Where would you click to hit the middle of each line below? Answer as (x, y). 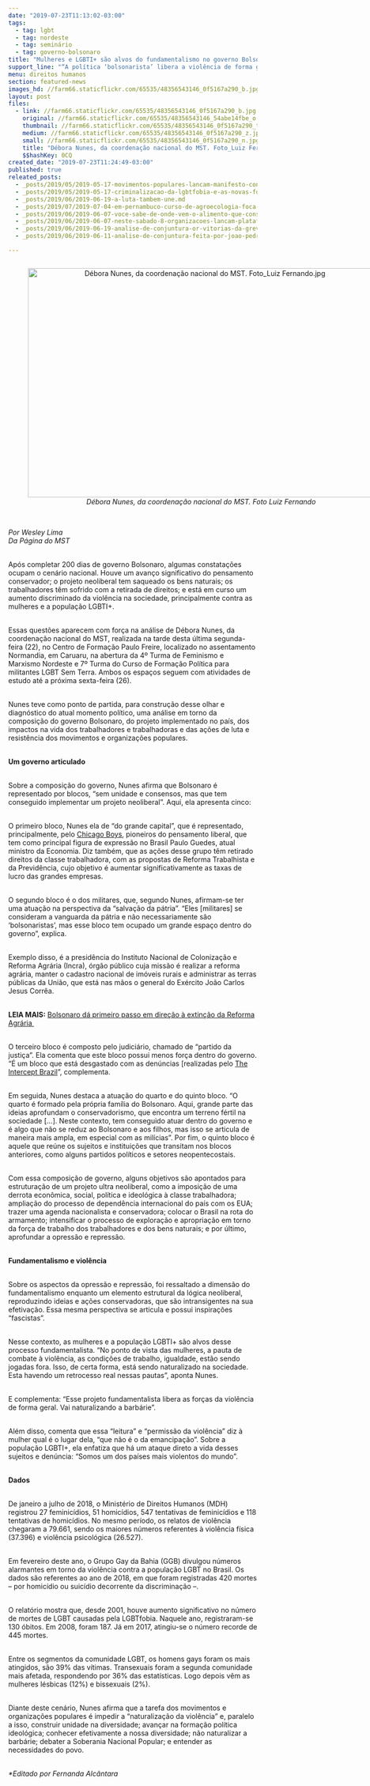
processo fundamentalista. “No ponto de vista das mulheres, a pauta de (125, 1350)
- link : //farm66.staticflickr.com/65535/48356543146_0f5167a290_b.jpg (136, 111)
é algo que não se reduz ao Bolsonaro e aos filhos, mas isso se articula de (129, 1129)
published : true (35, 170)
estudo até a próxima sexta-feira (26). (70, 680)
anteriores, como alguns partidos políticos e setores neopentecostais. (122, 1154)
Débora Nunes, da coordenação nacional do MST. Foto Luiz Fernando (201, 501)
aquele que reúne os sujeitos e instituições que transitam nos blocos (120, 1146)
